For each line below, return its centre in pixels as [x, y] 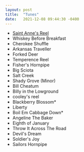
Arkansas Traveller [32, 49]
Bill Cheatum [25, 86]
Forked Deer [25, 54]
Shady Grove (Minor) [34, 81]
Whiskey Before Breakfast [39, 38]
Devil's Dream [27, 134]
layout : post [19, 10]
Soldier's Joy [26, 139]
